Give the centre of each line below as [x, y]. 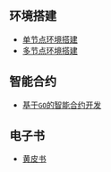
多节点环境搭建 [50, 50]
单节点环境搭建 [50, 39]
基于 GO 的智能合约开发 [62, 105]
